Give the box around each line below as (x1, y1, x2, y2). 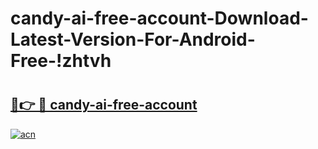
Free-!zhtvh (10, 50, 112, 72)
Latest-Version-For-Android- (10, 28, 256, 51)
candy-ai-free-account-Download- (10, 7, 309, 30)
